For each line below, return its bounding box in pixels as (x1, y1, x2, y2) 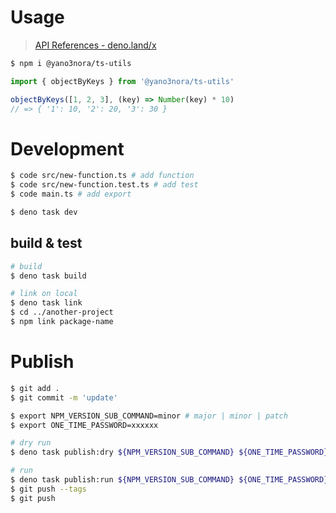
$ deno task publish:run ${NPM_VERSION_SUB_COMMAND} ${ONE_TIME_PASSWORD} (10, 475, 329, 485)
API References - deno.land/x (34, 39, 157, 51)
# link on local (10, 289, 78, 299)
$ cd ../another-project (10, 307, 114, 318)
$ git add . (10, 383, 60, 393)
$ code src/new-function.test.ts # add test (10, 180, 199, 190)
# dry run (10, 438, 52, 448)
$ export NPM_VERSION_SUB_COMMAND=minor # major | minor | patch (10, 411, 288, 421)
